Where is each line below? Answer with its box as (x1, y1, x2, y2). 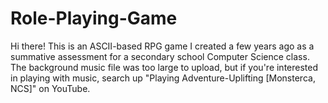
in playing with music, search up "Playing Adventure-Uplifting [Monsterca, (10, 72, 316, 84)
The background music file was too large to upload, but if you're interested (10, 61, 319, 73)
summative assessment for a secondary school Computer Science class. (10, 50, 310, 62)
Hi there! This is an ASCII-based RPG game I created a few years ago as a (10, 40, 315, 52)
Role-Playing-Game (10, 7, 178, 30)
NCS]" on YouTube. (10, 82, 91, 94)
